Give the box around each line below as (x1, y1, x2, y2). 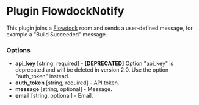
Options (6, 46, 31, 54)
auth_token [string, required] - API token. (15, 79, 120, 86)
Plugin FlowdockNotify (6, 4, 125, 18)
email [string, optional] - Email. (15, 92, 93, 100)
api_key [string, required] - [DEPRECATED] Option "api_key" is (15, 59, 174, 67)
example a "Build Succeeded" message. (6, 30, 107, 38)
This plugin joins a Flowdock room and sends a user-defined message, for (6, 24, 194, 32)
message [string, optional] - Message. (15, 86, 113, 93)
